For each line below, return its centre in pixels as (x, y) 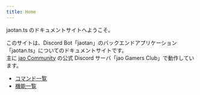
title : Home (21, 12)
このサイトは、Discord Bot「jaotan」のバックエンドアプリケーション (92, 42)
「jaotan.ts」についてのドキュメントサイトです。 (67, 50)
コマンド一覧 (31, 78)
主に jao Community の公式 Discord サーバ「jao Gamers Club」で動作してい (100, 57)
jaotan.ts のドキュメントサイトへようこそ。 (60, 30)
